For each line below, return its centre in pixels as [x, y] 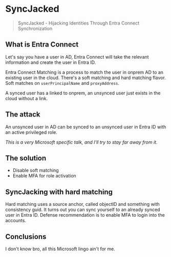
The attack [23, 115]
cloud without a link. [27, 98]
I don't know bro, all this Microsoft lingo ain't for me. [60, 249]
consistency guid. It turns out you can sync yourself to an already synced [83, 209]
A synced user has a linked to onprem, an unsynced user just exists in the [83, 93]
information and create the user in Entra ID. [51, 62]
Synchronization [35, 28]
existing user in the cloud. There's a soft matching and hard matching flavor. [86, 78]
